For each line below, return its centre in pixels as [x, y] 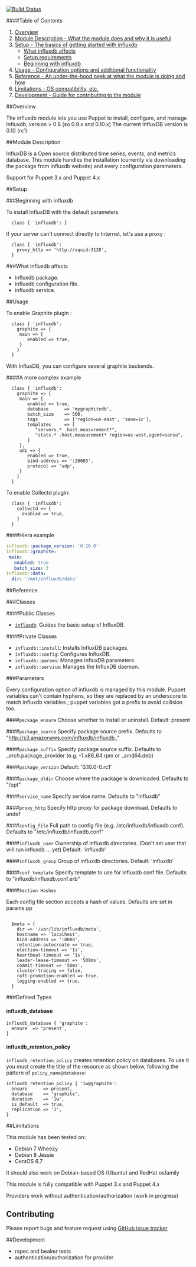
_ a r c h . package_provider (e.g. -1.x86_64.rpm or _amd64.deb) [80, 756]
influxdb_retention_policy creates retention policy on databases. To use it [98, 1060]
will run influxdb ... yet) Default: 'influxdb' [56, 849]
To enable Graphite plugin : [39, 313]
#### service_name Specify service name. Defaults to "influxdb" [83, 796]
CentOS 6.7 [29, 1161]
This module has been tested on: [46, 1137]
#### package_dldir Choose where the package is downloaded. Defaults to [97, 778]
